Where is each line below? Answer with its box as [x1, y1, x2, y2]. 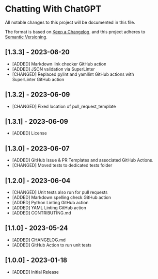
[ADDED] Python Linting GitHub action [12, 200, 89, 205]
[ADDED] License [12, 130, 47, 136]
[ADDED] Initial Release [12, 269, 59, 275]
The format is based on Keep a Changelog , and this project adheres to [5, 29, 145, 34]
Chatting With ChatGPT [5, 3, 102, 15]
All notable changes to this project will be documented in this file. [5, 19, 136, 25]
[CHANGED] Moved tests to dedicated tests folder [12, 163, 112, 168]
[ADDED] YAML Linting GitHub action [12, 205, 86, 211]
